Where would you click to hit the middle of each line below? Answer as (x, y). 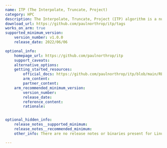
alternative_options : (36, 65)
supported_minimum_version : (34, 33)
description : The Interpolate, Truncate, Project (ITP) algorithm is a (81, 19)
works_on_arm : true (25, 28)
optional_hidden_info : (29, 120)
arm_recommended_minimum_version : (50, 88)
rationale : (34, 107)
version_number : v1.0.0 (39, 38)
